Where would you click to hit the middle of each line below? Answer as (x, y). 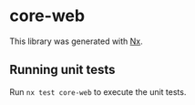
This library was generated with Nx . (76, 41)
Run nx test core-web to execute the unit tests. (98, 91)
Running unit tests (62, 70)
